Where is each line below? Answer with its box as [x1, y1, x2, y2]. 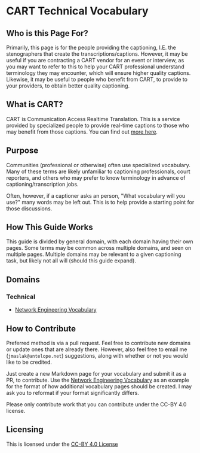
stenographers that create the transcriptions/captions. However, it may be [6, 50, 188, 58]
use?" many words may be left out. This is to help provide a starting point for [6, 198, 195, 206]
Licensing [6, 424, 44, 435]
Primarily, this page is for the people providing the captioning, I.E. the [6, 44, 176, 51]
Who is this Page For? [6, 28, 88, 38]
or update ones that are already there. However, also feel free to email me [6, 346, 187, 353]
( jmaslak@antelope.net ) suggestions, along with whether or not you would [6, 352, 188, 359]
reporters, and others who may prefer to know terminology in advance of [6, 174, 186, 181]
